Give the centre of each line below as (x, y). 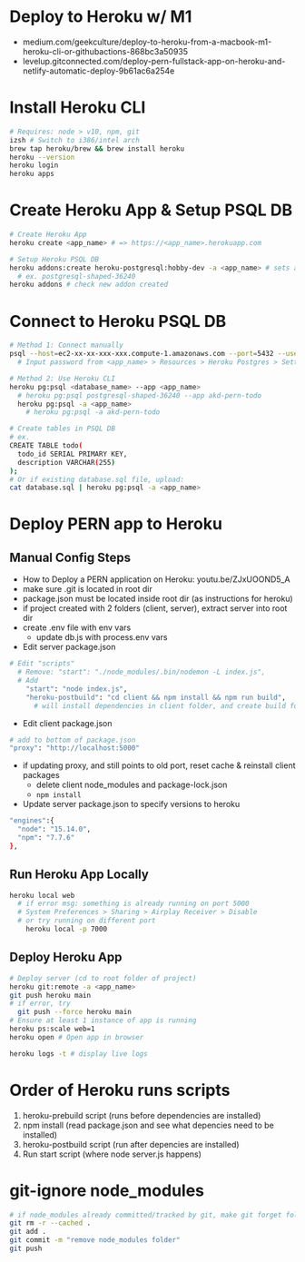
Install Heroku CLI (78, 108)
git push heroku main (50, 995)
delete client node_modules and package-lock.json (132, 785)
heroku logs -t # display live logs (79, 1054)
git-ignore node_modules (107, 1190)
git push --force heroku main (74, 1012)
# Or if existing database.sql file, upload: (97, 479)
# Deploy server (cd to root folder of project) (103, 978)
